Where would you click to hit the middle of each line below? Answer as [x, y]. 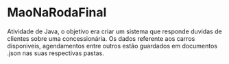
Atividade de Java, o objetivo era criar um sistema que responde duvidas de [114, 31]
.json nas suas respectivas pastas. [56, 53]
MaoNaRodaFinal [57, 13]
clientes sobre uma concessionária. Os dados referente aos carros [101, 38]
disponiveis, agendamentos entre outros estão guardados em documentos [112, 46]
